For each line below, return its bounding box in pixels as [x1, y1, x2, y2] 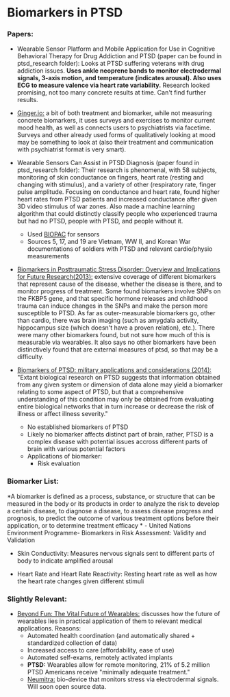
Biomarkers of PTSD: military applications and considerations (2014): [16, 366, 212, 374]
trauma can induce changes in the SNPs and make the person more [16, 302, 208, 310]
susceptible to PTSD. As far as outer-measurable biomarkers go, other [16, 309, 216, 317]
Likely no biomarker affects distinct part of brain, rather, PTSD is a [27, 430, 214, 439]
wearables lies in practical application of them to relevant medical [16, 617, 203, 625]
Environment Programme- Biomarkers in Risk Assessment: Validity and [7, 528, 207, 537]
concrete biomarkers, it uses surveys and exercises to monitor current [16, 117, 216, 125]
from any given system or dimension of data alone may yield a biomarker [16, 380, 223, 389]
